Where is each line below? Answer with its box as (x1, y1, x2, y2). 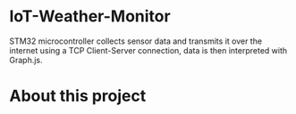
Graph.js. (9, 54, 43, 65)
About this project (9, 86, 147, 106)
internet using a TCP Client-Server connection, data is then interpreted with (9, 45, 288, 55)
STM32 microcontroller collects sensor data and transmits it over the (9, 36, 262, 46)
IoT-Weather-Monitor (9, 6, 172, 27)
